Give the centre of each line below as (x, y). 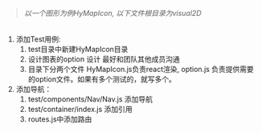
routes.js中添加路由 (60, 119)
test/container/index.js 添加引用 (80, 110)
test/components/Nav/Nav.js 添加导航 (90, 99)
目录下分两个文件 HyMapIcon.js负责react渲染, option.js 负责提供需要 (141, 70)
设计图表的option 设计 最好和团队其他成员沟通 (104, 59)
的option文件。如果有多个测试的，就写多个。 (102, 79)
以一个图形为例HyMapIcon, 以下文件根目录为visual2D (113, 13)
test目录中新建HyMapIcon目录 (78, 50)
